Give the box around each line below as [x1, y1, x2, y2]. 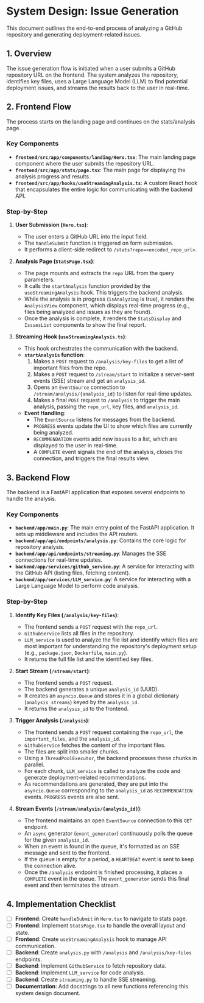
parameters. [24, 276, 55, 284]
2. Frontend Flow [6, 102, 72, 112]
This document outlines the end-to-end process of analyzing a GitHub [6, 24, 183, 32]
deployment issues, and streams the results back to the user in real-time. [6, 84, 190, 91]
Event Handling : [24, 410, 66, 417]
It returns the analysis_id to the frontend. [24, 705, 129, 712]
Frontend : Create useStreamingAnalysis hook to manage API [15, 935, 167, 943]
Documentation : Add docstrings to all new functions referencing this [15, 982, 189, 990]
